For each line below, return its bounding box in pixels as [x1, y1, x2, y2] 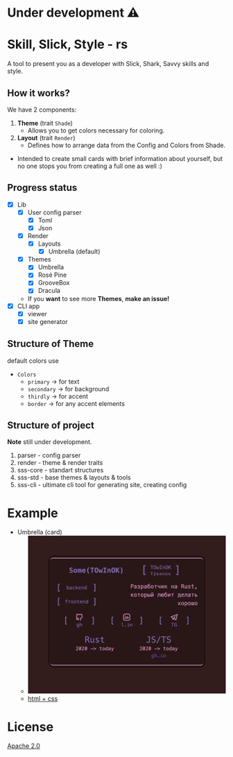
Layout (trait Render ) [17, 133, 76, 142]
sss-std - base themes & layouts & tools [17, 473, 131, 482]
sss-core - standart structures [17, 466, 104, 475]
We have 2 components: [7, 105, 77, 114]
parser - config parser [17, 451, 81, 459]
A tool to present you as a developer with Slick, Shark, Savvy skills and [7, 60, 209, 68]
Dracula [37, 287, 61, 295]
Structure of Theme [7, 338, 94, 350]
